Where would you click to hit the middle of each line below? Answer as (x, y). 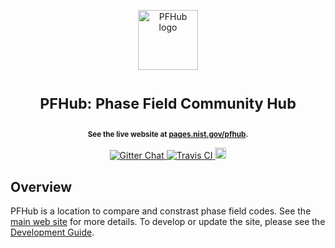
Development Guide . (52, 232)
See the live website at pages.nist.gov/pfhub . (168, 135)
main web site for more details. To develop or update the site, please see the (168, 221)
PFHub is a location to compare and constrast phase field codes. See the (161, 211)
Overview (41, 186)
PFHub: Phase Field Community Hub (168, 104)
